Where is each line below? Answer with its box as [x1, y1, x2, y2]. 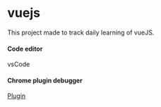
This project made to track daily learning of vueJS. [7, 28, 155, 37]
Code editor [7, 44, 43, 53]
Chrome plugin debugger [7, 76, 83, 84]
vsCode [7, 60, 30, 68]
